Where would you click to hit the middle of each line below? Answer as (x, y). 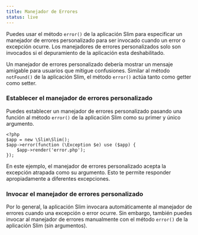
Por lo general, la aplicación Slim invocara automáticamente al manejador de (99, 207)
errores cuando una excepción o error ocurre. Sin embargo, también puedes (99, 213)
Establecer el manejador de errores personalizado (79, 98)
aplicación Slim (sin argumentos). (47, 226)
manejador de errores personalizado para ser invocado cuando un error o (96, 40)
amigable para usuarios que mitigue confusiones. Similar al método (88, 70)
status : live (22, 17)
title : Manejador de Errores (42, 12)
